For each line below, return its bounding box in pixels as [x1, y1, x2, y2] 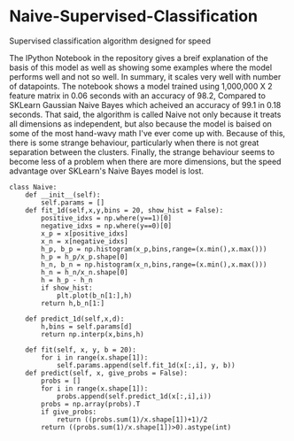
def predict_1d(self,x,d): [25, 314, 125, 323]
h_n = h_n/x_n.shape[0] [41, 267, 128, 276]
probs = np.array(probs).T [41, 399, 141, 408]
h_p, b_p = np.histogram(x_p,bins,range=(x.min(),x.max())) [41, 244, 267, 253]
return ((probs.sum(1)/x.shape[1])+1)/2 [56, 414, 208, 424]
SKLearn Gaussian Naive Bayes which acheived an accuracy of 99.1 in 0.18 [9, 99, 282, 110]
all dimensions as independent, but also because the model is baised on [9, 118, 273, 129]
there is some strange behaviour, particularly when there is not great [9, 137, 259, 148]
